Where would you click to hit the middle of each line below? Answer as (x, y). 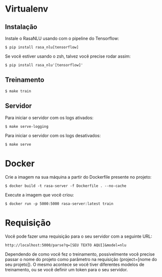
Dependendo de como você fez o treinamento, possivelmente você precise (80, 254)
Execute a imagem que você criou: (39, 195)
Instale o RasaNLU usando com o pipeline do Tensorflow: (62, 38)
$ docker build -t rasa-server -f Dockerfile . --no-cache (66, 186)
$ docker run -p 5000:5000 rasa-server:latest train (59, 204)
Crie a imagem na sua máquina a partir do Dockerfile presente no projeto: (78, 177)
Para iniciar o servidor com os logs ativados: (49, 118)
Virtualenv (27, 9)
